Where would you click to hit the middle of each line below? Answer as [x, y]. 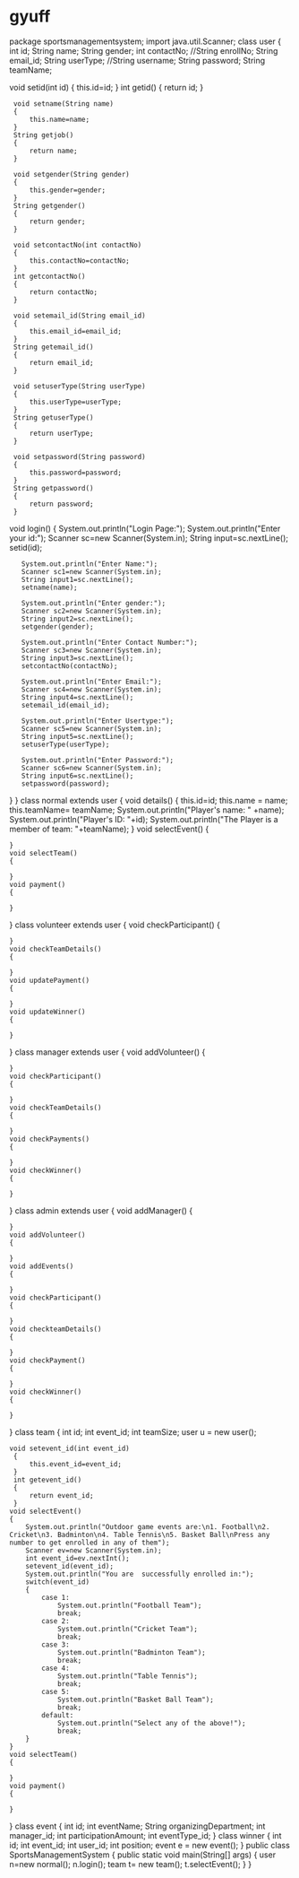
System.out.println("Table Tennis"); [128, 1676]
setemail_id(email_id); [65, 705]
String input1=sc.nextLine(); [77, 579]
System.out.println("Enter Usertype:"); [98, 721]
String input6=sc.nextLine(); [77, 776]
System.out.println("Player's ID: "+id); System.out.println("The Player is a [144, 819]
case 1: [56, 1597]
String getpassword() [53, 488]
